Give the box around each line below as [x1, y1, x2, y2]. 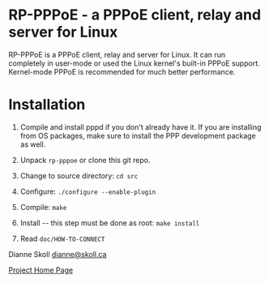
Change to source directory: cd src [19, 170, 139, 180]
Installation [8, 96, 86, 114]
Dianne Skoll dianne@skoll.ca [8, 249, 107, 259]
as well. [19, 139, 46, 149]
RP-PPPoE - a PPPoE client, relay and [8, 6, 262, 24]
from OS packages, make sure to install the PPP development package [19, 131, 257, 140]
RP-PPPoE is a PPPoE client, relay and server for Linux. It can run [8, 49, 226, 59]
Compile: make [19, 202, 67, 212]
